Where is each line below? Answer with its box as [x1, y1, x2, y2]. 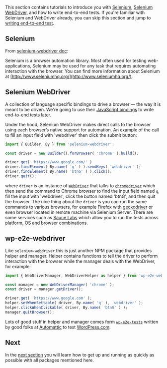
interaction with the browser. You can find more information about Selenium [5, 68, 160, 74]
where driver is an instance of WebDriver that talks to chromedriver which [5, 182, 156, 189]
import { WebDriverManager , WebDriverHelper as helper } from [5, 273, 137, 278]
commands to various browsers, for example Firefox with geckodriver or [5, 204, 153, 210]
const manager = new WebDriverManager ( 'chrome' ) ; [5, 282, 114, 287]
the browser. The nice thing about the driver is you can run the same [5, 198, 147, 204]
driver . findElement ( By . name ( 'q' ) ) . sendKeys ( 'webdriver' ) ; [5, 164, 141, 169]
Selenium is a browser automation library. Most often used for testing [5, 57, 147, 63]
